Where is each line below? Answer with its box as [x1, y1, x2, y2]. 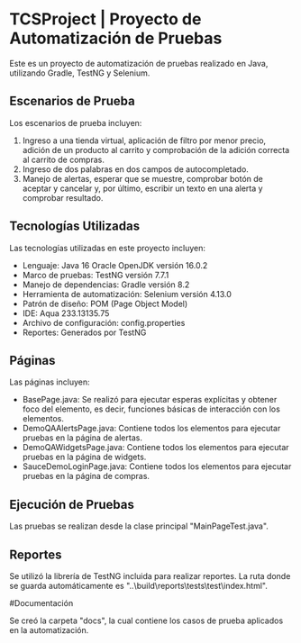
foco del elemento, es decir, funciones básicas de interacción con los [22, 403, 281, 414]
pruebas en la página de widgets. [22, 451, 147, 463]
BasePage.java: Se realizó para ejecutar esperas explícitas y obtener [22, 394, 278, 405]
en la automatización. [9, 625, 89, 635]
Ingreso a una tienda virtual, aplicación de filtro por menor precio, [22, 135, 267, 146]
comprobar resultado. [22, 192, 104, 203]
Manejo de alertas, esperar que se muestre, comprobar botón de [22, 173, 264, 184]
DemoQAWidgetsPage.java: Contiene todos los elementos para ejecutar [22, 442, 290, 453]
